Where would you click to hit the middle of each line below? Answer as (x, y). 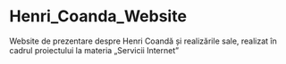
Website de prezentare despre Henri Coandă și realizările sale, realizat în (143, 41)
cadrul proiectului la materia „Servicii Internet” (94, 50)
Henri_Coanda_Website (98, 16)
